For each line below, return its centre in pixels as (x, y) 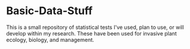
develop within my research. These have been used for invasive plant (92, 33)
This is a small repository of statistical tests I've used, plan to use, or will (95, 27)
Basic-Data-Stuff (49, 11)
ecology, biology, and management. (50, 40)
